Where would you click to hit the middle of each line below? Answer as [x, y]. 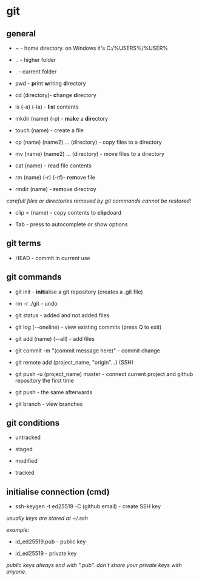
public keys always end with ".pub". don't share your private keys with [94, 565]
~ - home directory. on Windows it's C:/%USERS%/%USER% [92, 48]
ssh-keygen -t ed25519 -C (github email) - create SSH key [88, 506]
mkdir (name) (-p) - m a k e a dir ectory [61, 119]
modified [26, 461]
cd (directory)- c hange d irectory [56, 95]
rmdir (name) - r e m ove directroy [56, 189]
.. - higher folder [35, 60]
